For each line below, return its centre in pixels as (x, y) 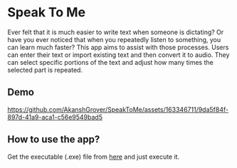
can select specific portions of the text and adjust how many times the (110, 62)
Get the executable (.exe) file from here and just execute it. (94, 157)
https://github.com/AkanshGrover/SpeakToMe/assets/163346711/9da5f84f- (118, 109)
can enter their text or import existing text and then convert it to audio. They (118, 55)
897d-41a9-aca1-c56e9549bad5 (55, 117)
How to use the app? (54, 140)
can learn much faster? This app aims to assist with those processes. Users (118, 47)
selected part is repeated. (45, 70)
